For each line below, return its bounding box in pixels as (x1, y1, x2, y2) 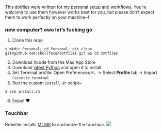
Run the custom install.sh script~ (12, 80, 82, 86)
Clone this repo (12, 37, 43, 43)
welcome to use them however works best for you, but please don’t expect (5, 9, 155, 15)
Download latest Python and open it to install (12, 65, 102, 71)
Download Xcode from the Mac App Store (12, 59, 96, 65)
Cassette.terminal (12, 76, 49, 81)
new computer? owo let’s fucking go (5, 26, 93, 33)
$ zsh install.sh (5, 89, 40, 94)
